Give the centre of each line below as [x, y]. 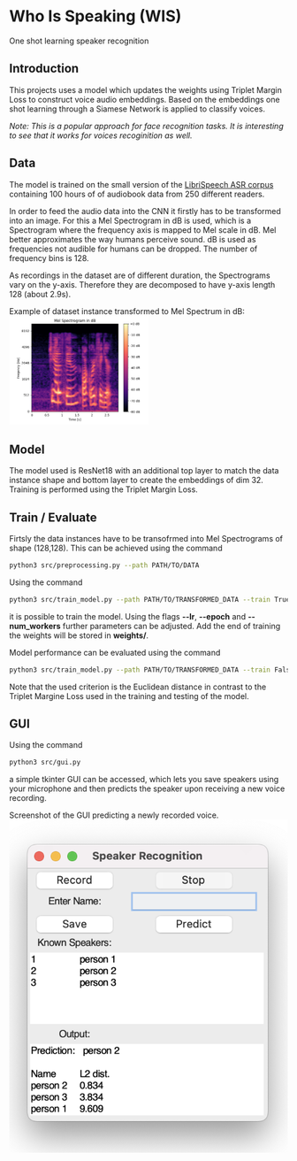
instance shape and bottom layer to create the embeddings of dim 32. [136, 481]
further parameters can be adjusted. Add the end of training [171, 626]
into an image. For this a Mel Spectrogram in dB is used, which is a [130, 220]
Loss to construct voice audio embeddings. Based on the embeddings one [145, 99]
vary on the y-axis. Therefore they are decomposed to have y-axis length [142, 284]
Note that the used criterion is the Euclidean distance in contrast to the [138, 687]
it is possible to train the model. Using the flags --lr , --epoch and [127, 616]
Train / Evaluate [53, 517]
